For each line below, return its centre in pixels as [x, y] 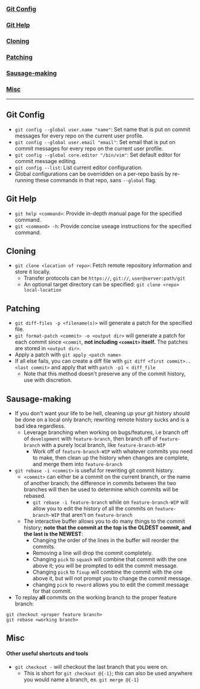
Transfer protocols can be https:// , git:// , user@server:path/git [104, 278]
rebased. [35, 495]
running [24, 180]
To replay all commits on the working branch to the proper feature [96, 597]
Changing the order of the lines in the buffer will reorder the [106, 540]
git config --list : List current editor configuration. [79, 167]
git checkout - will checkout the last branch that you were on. [91, 667]
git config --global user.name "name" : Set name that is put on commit [102, 129]
